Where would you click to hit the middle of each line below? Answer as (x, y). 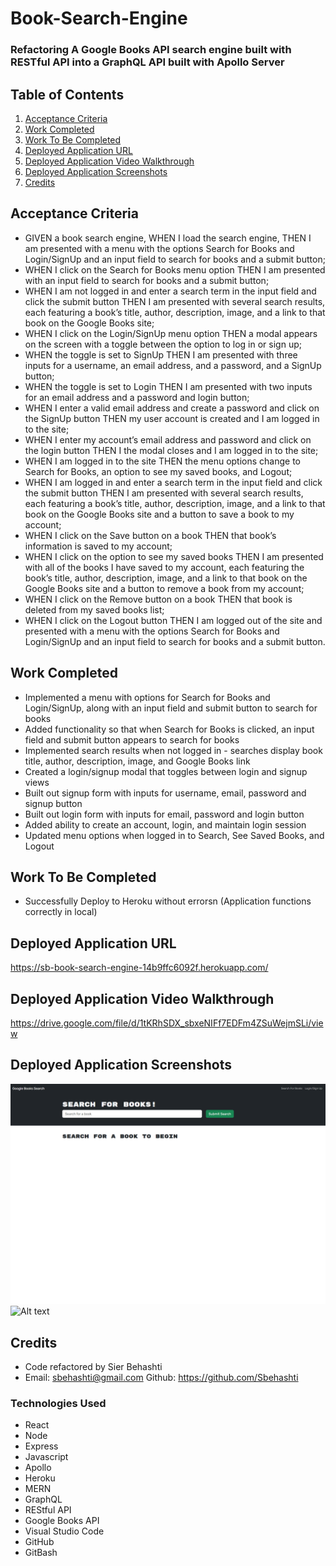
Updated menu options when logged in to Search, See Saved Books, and (174, 835)
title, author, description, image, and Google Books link (137, 761)
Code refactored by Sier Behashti (93, 1367)
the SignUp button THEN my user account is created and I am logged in (172, 418)
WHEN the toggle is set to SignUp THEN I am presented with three (161, 354)
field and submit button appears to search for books (132, 739)
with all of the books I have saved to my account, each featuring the (164, 567)
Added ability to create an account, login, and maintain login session (165, 824)
